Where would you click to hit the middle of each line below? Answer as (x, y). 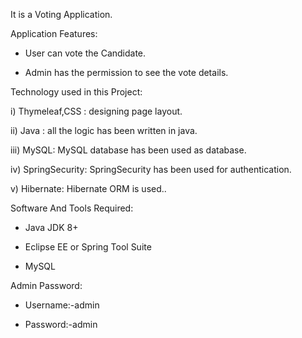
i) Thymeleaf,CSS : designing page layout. (96, 111)
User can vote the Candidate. (85, 53)
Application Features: (54, 33)
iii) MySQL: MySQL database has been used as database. (128, 150)
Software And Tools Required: (72, 208)
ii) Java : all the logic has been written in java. (104, 130)
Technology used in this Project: (76, 92)
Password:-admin (61, 324)
